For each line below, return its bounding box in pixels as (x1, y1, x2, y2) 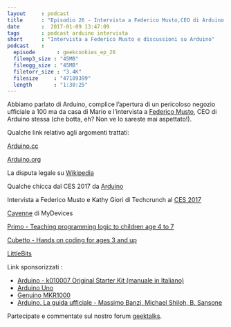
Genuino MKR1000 (17, 291, 71, 299)
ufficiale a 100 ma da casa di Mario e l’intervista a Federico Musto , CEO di (7, 108, 217, 116)
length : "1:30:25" (13, 81, 89, 88)
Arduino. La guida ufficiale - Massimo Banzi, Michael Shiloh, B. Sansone (17, 299, 223, 307)
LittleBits (7, 249, 33, 258)
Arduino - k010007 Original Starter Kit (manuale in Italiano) (17, 276, 185, 285)
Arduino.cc (7, 142, 39, 150)
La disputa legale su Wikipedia (7, 169, 95, 177)
